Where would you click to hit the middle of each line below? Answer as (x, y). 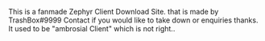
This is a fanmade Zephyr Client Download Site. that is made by (114, 12)
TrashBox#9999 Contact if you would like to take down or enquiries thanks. (133, 20)
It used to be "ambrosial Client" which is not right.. (92, 29)
